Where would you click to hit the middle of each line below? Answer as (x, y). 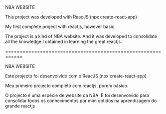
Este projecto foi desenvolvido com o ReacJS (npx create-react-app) (76, 76)
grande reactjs (20, 106)
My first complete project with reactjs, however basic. (60, 26)
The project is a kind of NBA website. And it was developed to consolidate (81, 36)
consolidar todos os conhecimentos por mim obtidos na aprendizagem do (81, 100)
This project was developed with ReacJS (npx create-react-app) (71, 17)
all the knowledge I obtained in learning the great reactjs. (64, 41)
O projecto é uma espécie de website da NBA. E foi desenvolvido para (77, 95)
